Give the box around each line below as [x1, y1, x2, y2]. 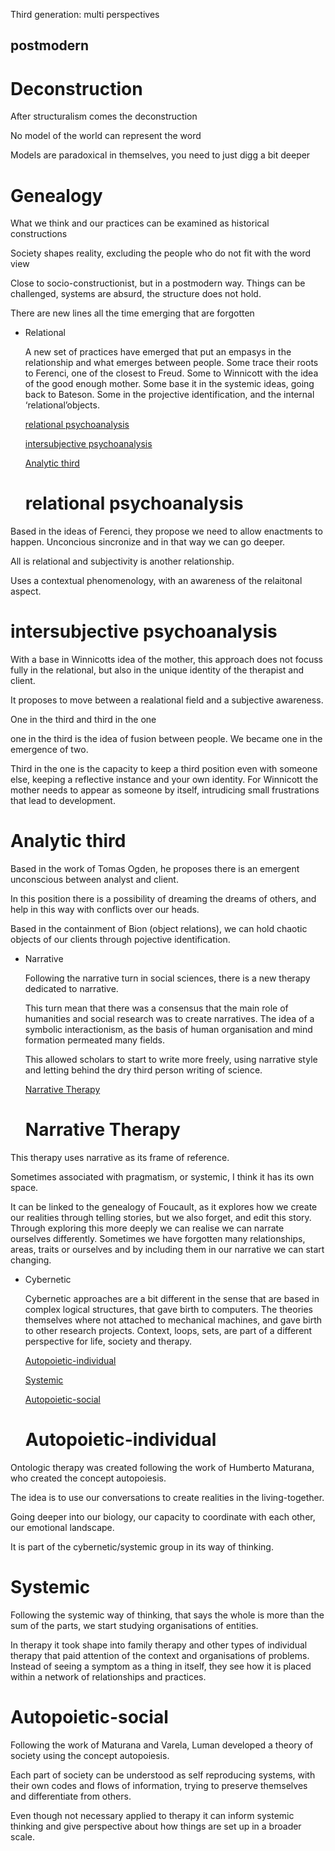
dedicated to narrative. [24, 983, 119, 995]
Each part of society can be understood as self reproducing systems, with [10, 1769, 316, 1781]
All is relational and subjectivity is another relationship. [10, 555, 235, 568]
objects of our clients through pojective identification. [10, 934, 231, 946]
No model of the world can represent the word [10, 130, 202, 142]
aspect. [10, 585, 42, 598]
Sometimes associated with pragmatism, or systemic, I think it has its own [10, 1171, 315, 1183]
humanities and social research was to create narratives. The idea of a [24, 1013, 315, 1025]
